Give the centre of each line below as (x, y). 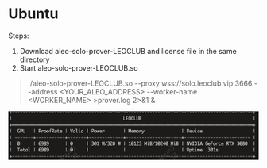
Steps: (19, 36)
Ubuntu (33, 14)
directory (35, 59)
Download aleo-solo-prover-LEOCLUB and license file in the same (128, 51)
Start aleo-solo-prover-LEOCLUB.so (79, 67)
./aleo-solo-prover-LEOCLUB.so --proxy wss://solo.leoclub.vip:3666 (140, 83)
